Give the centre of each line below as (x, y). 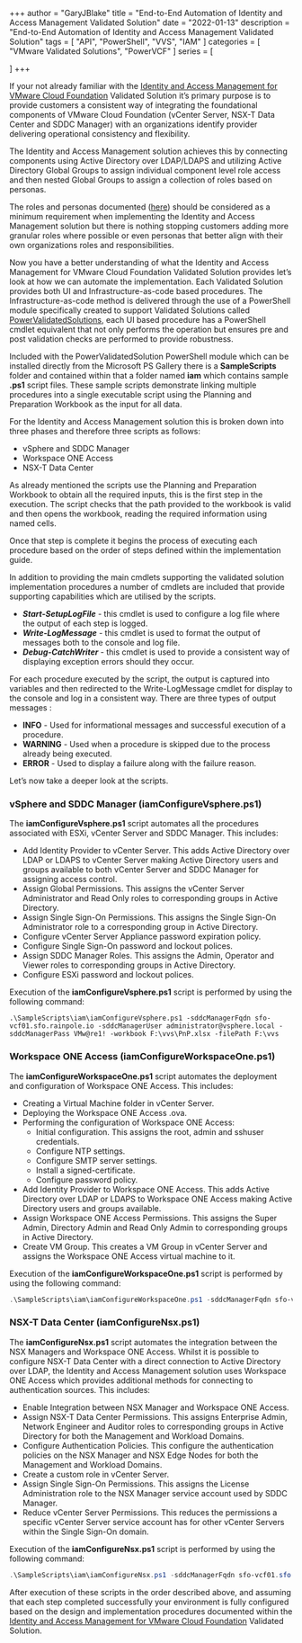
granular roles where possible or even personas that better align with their (147, 236)
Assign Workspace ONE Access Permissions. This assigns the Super (150, 1218)
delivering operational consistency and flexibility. (100, 134)
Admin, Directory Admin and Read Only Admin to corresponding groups (155, 1228)
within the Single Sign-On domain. (86, 1531)
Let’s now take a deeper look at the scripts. (89, 781)
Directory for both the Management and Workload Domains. (133, 1436)
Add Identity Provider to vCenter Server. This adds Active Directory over (156, 851)
